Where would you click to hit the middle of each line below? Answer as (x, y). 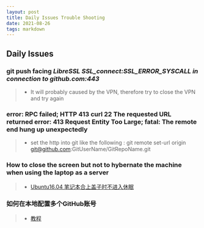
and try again (47, 98)
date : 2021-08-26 (28, 23)
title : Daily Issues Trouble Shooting (56, 18)
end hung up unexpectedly (47, 129)
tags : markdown (26, 29)
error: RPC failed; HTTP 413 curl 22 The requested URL (89, 114)
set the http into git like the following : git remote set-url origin (108, 143)
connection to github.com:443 (53, 79)
